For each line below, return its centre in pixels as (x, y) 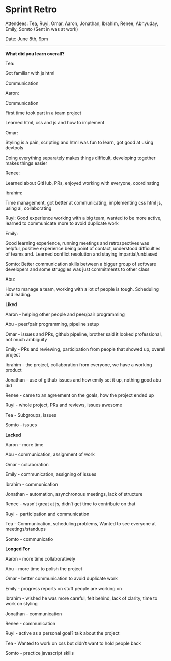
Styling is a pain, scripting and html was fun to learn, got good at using (79, 142)
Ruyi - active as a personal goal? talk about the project (62, 633)
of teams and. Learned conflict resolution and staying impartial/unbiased (81, 254)
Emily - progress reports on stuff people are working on (64, 588)
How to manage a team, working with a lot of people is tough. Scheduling (82, 289)
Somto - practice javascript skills (40, 653)
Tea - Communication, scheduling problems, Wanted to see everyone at (81, 523)
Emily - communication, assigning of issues (51, 474)
